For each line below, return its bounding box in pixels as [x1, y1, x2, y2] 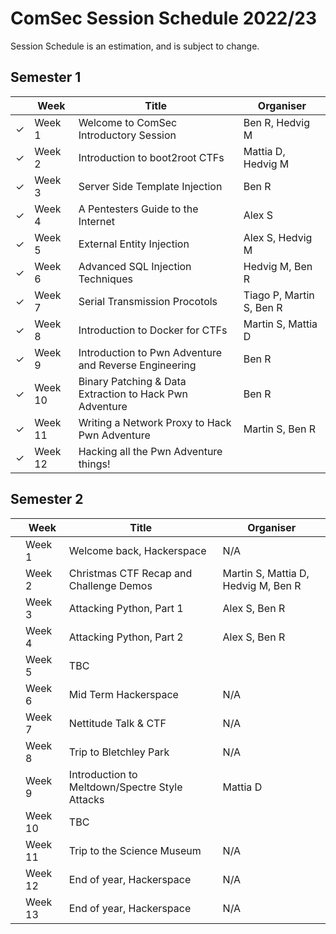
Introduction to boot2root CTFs [78, 150, 225, 164]
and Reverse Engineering [78, 358, 197, 372]
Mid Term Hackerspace [68, 687, 179, 701]
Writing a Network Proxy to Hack [78, 415, 232, 429]
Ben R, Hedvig [243, 115, 311, 129]
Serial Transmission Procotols [78, 294, 218, 308]
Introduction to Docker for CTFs [78, 323, 228, 337]
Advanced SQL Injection [78, 259, 192, 273]
